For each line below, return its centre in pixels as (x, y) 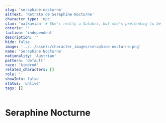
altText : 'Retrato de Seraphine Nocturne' (50, 14)
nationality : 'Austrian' (31, 56)
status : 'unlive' (23, 83)
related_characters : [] (30, 70)
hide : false (17, 42)
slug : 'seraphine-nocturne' (34, 10)
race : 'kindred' (22, 65)
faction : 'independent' (30, 33)
